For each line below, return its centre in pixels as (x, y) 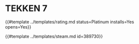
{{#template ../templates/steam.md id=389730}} (54, 36)
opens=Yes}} (18, 27)
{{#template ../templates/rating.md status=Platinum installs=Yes (69, 22)
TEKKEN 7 (26, 8)
